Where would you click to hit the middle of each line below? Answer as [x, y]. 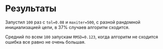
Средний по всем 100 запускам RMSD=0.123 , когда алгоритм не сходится [82, 37]
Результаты [31, 9]
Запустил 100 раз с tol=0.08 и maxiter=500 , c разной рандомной [73, 22]
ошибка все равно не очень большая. [45, 42]
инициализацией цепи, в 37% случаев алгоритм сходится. [67, 27]
